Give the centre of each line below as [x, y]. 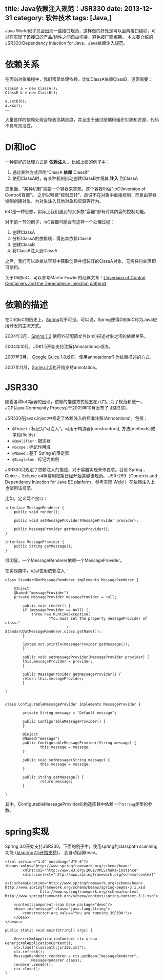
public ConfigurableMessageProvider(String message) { [80, 743]
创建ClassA [23, 232]
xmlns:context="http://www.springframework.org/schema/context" [89, 874]
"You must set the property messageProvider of [98, 618]
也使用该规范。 [20, 488]
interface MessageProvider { [35, 542]
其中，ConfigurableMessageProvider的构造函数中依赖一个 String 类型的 [77, 804]
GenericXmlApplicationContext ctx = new [55, 939]
